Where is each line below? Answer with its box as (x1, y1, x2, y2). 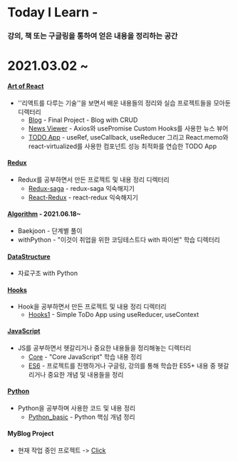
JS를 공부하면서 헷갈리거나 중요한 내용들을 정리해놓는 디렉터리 (17, 343, 192, 352)
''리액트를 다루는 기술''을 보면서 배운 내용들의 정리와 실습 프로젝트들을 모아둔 (17, 98, 232, 107)
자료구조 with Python (17, 269, 78, 278)
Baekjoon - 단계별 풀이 (17, 226, 83, 235)
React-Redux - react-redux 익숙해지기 (28, 193, 139, 202)
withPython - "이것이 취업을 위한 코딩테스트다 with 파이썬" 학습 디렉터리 (17, 235, 220, 244)
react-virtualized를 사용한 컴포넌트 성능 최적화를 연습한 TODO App (28, 142, 217, 150)
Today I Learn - (7, 4, 98, 21)
